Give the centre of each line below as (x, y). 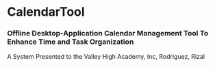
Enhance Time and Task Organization (71, 42)
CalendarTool (46, 12)
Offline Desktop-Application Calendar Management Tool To (108, 33)
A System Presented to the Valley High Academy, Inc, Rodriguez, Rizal (106, 57)
